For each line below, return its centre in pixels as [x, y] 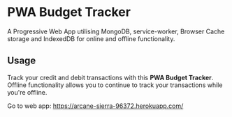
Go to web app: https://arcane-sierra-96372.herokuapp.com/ [95, 106]
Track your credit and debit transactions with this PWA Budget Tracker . [110, 77]
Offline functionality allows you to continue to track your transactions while [115, 85]
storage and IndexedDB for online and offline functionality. [91, 38]
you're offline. [27, 92]
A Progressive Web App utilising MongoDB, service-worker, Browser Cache [116, 31]
